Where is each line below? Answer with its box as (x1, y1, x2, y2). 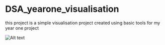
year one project (5, 25, 39, 31)
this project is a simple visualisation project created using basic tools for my (5, 20, 161, 26)
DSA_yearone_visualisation (5, 3, 119, 15)
